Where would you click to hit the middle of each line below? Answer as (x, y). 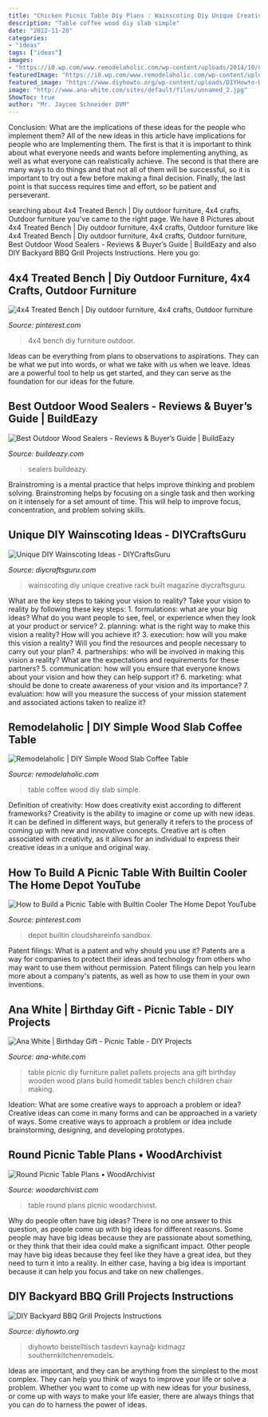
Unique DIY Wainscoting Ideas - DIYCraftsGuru (127, 535)
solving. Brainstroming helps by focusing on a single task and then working (132, 493)
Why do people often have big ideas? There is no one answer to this (120, 1220)
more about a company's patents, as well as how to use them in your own (129, 976)
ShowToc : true (32, 97)
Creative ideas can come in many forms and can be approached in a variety (133, 1113)
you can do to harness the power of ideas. (78, 1404)
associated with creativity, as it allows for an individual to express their (124, 839)
